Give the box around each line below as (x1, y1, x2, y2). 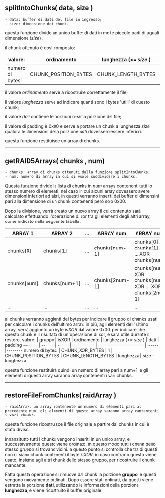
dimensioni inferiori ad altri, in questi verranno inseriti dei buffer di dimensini (5, 193, 159, 199)
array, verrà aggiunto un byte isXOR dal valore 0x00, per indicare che (5, 326, 145, 332)
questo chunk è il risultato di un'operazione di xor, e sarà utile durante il (5, 332, 150, 337)
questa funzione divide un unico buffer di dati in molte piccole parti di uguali (5, 29, 159, 36)
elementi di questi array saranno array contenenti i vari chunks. (5, 372, 133, 378)
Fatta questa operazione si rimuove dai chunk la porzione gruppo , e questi (5, 471, 156, 478)
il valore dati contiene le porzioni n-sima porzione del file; (5, 113, 122, 119)
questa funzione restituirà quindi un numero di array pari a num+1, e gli (5, 367, 148, 373)
